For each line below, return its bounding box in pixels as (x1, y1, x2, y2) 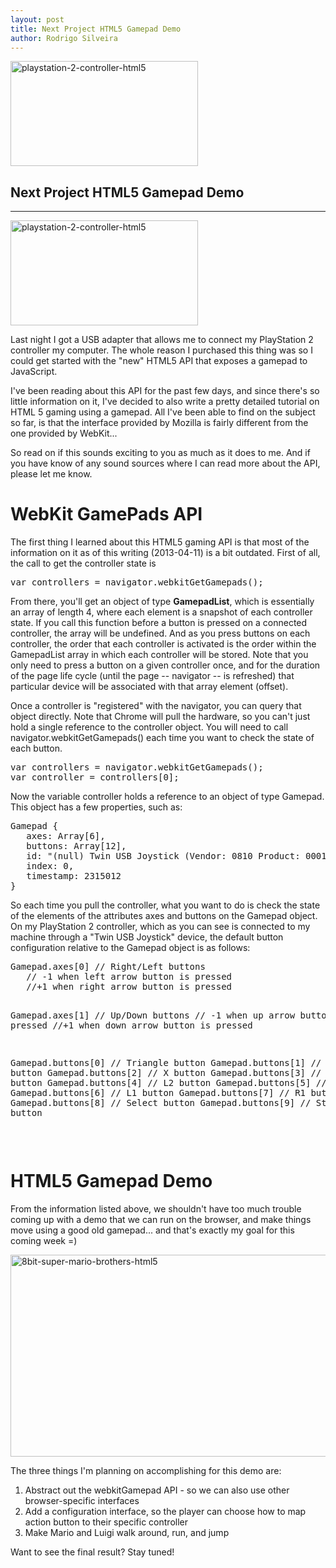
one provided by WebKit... (10, 427, 118, 440)
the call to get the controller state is (10, 557, 157, 570)
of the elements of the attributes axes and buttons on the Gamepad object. (10, 910, 318, 922)
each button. (10, 742, 63, 755)
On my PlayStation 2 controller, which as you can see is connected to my (10, 921, 311, 933)
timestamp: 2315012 (26, 871, 122, 882)
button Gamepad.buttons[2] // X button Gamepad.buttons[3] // (10, 1067, 322, 1079)
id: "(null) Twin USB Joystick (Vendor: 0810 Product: (26, 851, 301, 862)
